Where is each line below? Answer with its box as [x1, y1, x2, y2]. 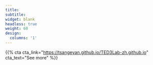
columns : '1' [10, 36, 37, 41]
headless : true [5, 21, 37, 27]
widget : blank [5, 17, 35, 22]
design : [5, 31, 22, 36]
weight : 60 [5, 26, 28, 31]
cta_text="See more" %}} [5, 54, 58, 60]
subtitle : [5, 12, 26, 17]
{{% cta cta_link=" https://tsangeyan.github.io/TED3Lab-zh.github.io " [5, 49, 149, 55]
